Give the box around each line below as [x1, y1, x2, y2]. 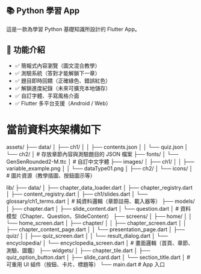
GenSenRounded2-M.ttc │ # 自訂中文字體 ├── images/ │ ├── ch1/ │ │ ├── [6, 158, 194, 165]
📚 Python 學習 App [6, 5, 80, 16]
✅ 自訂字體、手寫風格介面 [14, 92, 79, 99]
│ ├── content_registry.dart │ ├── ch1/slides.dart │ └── [6, 190, 148, 198]
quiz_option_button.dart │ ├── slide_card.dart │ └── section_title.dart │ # [6, 254, 191, 261]
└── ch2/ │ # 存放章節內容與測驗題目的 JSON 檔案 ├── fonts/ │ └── [6, 150, 179, 158]
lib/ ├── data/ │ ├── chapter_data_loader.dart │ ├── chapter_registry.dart [6, 184, 193, 191]
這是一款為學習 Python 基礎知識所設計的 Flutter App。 [6, 25, 140, 33]
